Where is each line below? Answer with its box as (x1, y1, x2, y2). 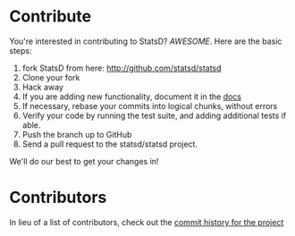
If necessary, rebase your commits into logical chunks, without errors (21, 100, 278, 111)
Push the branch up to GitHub (21, 129, 132, 139)
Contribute (9, 6, 92, 27)
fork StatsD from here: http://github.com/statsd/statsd (21, 63, 222, 73)
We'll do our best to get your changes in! (9, 156, 159, 166)
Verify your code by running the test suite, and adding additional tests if (21, 110, 287, 121)
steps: (9, 45, 32, 55)
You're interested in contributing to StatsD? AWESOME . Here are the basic (9, 36, 282, 46)
